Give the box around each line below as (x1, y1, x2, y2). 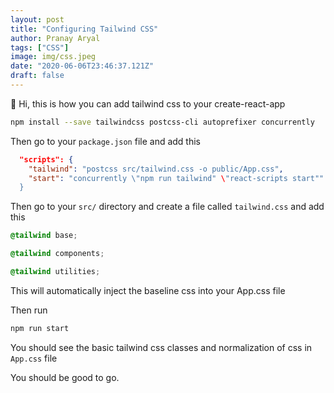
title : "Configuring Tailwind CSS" (10, 24, 159, 34)
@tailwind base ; (10, 231, 78, 241)
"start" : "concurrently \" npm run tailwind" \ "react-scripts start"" (28, 173, 325, 183)
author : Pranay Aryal (10, 33, 101, 43)
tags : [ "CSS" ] (10, 42, 70, 53)
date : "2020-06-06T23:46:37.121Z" (10, 61, 155, 71)
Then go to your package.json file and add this (10, 135, 201, 147)
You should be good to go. (10, 371, 120, 383)
